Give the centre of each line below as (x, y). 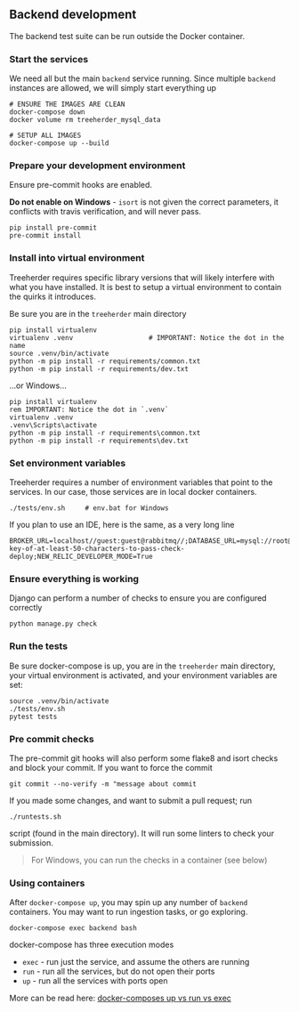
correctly (26, 608)
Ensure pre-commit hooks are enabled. (81, 185)
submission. (31, 842)
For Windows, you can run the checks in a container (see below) (149, 860)
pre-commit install (45, 236)
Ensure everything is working (74, 579)
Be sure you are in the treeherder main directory (98, 313)
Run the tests (39, 646)
